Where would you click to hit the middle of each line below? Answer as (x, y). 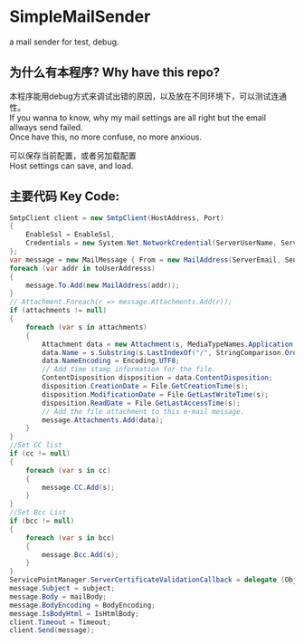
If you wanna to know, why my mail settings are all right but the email (138, 117)
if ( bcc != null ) (42, 521)
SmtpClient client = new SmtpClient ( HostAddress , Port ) (117, 218)
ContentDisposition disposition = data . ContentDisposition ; (157, 378)
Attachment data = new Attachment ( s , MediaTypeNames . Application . (170, 344)
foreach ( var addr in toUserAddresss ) (82, 268)
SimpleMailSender (80, 17)
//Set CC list (36, 446)
